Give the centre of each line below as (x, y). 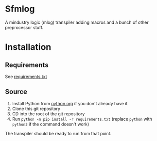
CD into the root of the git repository (48, 114)
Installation (28, 47)
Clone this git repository (36, 109)
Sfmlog (20, 9)
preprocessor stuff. (24, 27)
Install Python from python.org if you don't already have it (70, 103)
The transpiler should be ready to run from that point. (58, 133)
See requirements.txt (26, 77)
